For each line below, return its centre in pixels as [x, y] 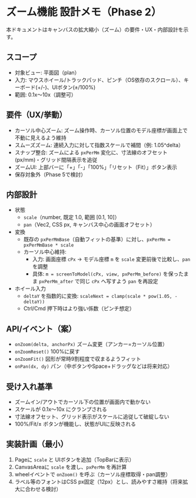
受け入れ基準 [29, 386]
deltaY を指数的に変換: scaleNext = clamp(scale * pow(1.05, [98, 296]
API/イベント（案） [41, 329]
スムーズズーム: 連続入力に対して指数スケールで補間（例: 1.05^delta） [99, 145]
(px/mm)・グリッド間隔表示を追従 [56, 160]
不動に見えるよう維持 [40, 137]
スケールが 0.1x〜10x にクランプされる [61, 409]
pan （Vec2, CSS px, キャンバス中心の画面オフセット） [89, 225]
